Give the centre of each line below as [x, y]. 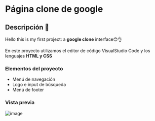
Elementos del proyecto [34, 68]
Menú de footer [28, 90]
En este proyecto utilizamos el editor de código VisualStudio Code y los [78, 51]
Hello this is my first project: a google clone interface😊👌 [64, 39]
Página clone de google [54, 9]
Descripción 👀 [27, 27]
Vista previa [20, 103]
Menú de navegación [34, 79]
